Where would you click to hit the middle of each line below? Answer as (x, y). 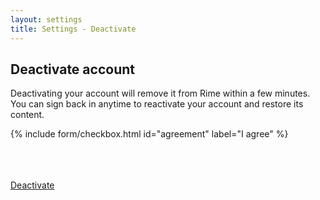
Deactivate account (72, 69)
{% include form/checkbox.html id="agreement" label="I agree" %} (149, 134)
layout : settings (46, 19)
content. (27, 115)
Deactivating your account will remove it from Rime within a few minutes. (160, 93)
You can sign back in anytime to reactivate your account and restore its (157, 104)
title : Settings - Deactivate (73, 29)
